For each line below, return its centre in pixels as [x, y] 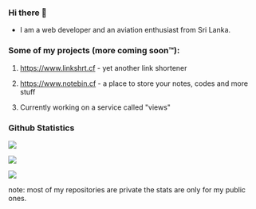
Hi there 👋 [28, 13]
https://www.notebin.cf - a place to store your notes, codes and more [134, 83]
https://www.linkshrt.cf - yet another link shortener [103, 68]
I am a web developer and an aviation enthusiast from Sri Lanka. [125, 30]
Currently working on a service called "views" [95, 107]
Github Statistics [41, 128]
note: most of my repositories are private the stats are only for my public [127, 189]
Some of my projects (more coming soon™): [94, 51]
